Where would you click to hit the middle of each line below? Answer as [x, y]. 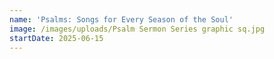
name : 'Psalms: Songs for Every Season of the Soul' [121, 19]
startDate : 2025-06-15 [56, 38]
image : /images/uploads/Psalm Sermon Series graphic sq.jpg [137, 29]
